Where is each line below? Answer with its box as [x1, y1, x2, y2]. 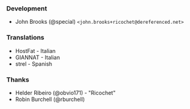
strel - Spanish [15, 60, 53, 68]
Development [6, 4, 48, 13]
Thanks [6, 75, 29, 83]
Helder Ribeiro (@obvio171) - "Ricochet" [15, 89, 116, 96]
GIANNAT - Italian [15, 54, 60, 61]
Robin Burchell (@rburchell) [15, 96, 86, 103]
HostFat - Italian [15, 47, 56, 54]
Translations [6, 33, 45, 42]
